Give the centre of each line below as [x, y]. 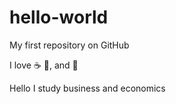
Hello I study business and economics [87, 88]
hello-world [59, 17]
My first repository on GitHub [69, 45]
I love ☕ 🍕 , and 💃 [44, 65]
